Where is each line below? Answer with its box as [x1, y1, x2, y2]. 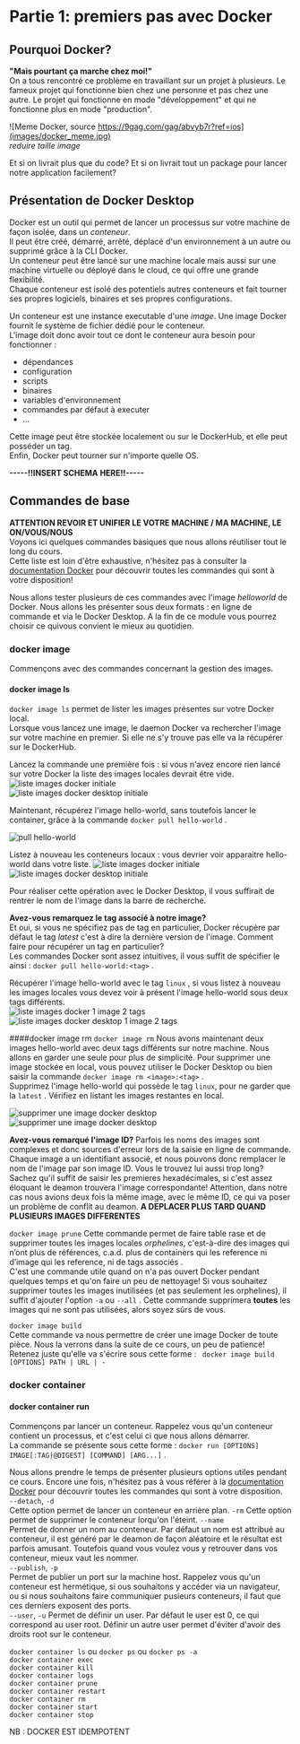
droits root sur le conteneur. [9, 1629, 112, 1640]
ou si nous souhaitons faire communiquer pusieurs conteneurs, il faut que [9, 1591, 281, 1601]
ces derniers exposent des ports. [9, 1601, 132, 1611]
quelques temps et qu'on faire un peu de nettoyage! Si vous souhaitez [9, 1276, 268, 1287]
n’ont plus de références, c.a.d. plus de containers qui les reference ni [9, 1247, 268, 1258]
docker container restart [9, 1688, 106, 1696]
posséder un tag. [9, 440, 73, 451]
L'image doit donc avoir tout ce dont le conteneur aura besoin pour [9, 329, 256, 340]
